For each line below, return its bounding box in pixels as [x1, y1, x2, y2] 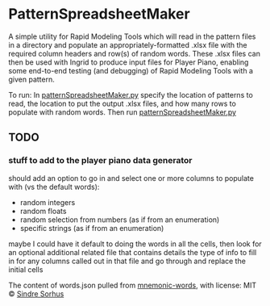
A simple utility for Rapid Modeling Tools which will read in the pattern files [8, 31, 256, 41]
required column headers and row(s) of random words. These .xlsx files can [8, 48, 260, 58]
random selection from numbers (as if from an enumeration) [19, 215, 220, 224]
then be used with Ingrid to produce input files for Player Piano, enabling [8, 57, 249, 67]
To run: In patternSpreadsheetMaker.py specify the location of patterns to [8, 90, 254, 99]
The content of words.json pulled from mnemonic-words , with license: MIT [8, 280, 256, 290]
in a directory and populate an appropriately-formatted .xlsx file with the [8, 40, 247, 49]
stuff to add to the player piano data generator [8, 155, 193, 166]
